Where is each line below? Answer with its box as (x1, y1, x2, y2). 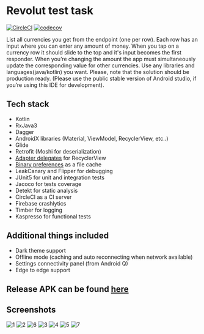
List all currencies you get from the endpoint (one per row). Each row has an (6, 35, 199, 43)
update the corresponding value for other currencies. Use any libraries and (6, 62, 195, 69)
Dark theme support (15, 247, 66, 254)
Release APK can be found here (6, 284, 129, 294)
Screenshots (6, 305, 56, 315)
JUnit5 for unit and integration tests (15, 174, 105, 181)
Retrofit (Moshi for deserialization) (15, 147, 102, 155)
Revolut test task (6, 4, 93, 18)
